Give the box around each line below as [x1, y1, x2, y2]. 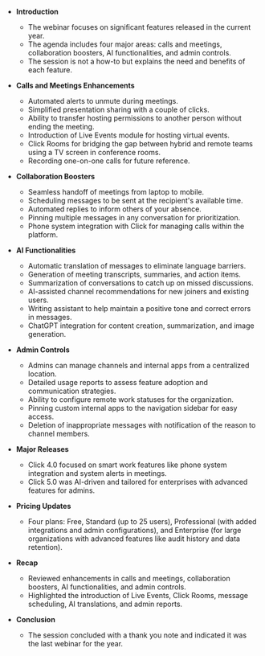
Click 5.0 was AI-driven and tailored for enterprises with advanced [27, 478, 248, 486]
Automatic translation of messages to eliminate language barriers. [27, 261, 247, 270]
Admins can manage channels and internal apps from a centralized [27, 361, 250, 370]
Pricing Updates [15, 502, 71, 510]
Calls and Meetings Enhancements [15, 80, 135, 90]
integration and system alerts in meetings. [27, 469, 167, 478]
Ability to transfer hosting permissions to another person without [27, 113, 243, 123]
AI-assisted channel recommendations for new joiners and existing [27, 287, 250, 296]
